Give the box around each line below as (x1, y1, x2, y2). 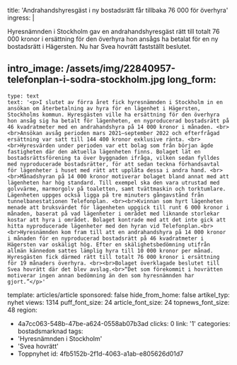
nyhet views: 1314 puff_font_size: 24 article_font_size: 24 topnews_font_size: (7, 298, 230, 306)
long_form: (167, 74, 216, 86)
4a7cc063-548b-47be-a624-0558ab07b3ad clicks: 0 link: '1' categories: (17, 319, 231, 328)
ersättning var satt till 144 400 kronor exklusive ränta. (7, 136, 185, 143)
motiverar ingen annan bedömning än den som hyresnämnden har (7, 272, 195, 279)
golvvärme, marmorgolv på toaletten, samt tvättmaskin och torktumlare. (7, 185, 226, 192)
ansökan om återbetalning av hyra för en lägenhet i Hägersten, (7, 105, 201, 112)
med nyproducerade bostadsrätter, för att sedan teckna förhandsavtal (7, 161, 220, 168)
